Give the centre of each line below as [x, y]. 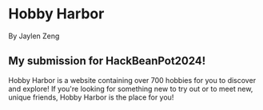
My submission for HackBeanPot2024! [107, 61]
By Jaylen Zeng [34, 36]
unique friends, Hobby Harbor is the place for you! [91, 97]
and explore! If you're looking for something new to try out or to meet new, [131, 88]
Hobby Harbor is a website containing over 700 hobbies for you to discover [132, 80]
